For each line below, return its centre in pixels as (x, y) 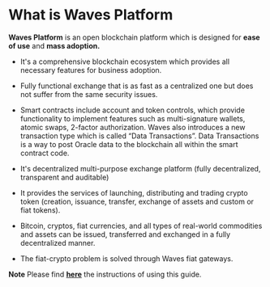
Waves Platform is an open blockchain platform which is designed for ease (135, 37)
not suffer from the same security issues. (89, 94)
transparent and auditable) (64, 177)
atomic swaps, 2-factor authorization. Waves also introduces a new (133, 127)
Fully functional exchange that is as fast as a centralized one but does (137, 86)
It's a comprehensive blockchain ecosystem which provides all (124, 61)
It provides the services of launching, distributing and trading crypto (134, 192)
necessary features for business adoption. (91, 70)
